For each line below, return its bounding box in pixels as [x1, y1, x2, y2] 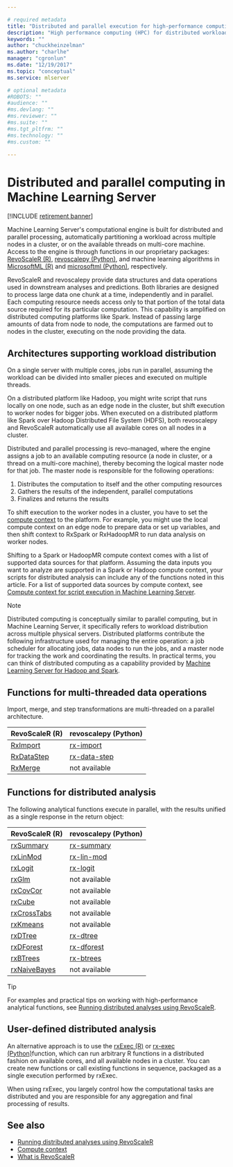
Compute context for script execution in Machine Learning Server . [7, 588, 196, 597]
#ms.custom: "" [7, 138, 51, 146]
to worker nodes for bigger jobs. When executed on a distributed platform [7, 409, 218, 417]
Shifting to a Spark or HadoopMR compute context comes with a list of [7, 551, 209, 559]
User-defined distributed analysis [7, 1023, 157, 1035]
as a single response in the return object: [7, 812, 124, 821]
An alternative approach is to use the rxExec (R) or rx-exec [7, 1041, 175, 1050]
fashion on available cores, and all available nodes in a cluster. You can [7, 1056, 210, 1065]
